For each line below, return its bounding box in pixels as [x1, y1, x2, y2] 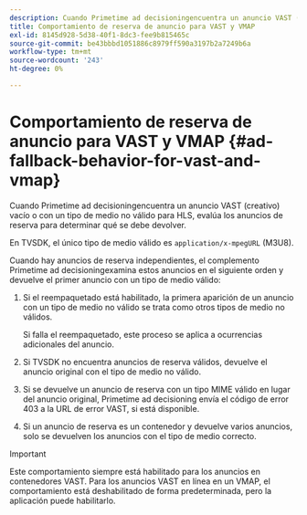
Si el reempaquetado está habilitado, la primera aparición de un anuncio [22, 291, 294, 302]
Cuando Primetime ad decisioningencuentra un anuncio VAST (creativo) [9, 200, 281, 211]
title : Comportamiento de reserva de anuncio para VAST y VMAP [9, 22, 256, 31]
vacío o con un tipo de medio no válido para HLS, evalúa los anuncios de [9, 209, 283, 220]
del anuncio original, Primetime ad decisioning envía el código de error [22, 394, 290, 405]
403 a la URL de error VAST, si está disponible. [22, 403, 200, 414]
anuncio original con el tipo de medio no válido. [22, 366, 202, 377]
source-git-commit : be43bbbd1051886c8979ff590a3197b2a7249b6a [9, 38, 251, 48]
